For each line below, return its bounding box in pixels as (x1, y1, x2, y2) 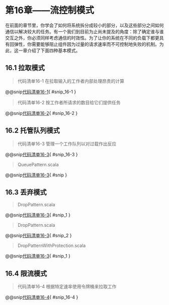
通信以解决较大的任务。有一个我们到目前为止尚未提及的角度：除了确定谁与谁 (5, 28, 164, 34)
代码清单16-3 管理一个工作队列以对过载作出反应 (17, 141, 117, 147)
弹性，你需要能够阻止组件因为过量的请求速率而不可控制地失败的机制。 (14, 41, 159, 47)
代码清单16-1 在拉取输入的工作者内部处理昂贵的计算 (17, 78, 125, 84)
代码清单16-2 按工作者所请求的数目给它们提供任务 (17, 99, 121, 105)
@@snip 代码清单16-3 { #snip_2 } (5, 232, 72, 238)
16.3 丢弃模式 (5, 188, 47, 197)
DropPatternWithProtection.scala (17, 242, 86, 249)
